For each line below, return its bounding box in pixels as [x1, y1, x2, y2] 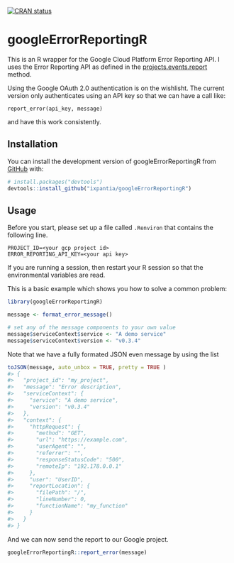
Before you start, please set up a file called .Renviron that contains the [7, 224, 214, 232]
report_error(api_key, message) [7, 105, 103, 112]
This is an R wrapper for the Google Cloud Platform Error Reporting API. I [7, 55, 220, 63]
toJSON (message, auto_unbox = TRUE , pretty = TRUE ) [7, 364, 167, 371]
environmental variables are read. [7, 270, 106, 280]
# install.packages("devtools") [7, 178, 103, 185]
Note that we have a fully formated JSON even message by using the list [7, 350, 219, 359]
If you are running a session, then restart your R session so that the [7, 263, 204, 272]
